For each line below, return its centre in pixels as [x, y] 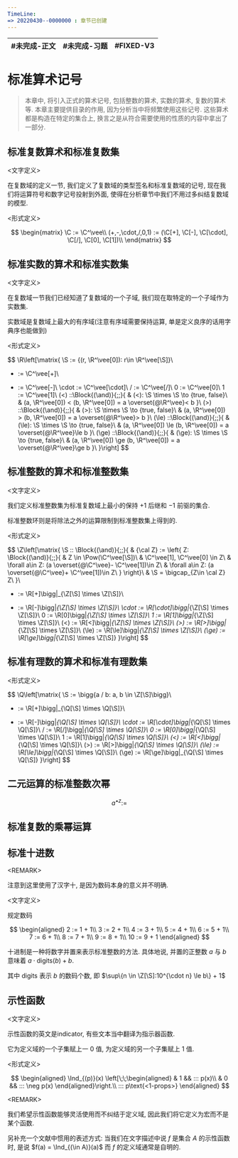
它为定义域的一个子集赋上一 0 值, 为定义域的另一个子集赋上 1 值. [101, 1049]
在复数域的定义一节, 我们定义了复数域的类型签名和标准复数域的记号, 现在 [114, 185]
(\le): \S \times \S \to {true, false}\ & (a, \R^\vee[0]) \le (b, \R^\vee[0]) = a [123, 425]
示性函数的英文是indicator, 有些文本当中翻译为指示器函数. [91, 1034]
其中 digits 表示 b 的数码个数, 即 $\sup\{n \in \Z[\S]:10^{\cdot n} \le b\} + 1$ [117, 976]
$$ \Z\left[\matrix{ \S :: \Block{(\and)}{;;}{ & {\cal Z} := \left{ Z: [98, 550]
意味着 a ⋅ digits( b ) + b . [41, 961]
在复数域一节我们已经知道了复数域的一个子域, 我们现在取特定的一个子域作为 [118, 298]
